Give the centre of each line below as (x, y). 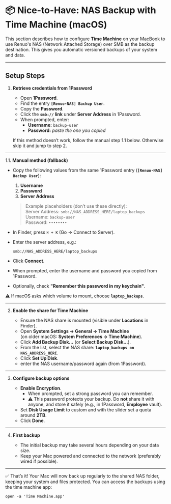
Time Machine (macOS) (56, 25)
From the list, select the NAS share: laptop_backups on (77, 347)
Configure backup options (41, 378)
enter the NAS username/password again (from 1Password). (83, 363)
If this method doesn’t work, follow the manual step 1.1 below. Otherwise (88, 140)
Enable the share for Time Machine (50, 310)
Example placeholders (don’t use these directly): (76, 206)
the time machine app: (29, 487)
